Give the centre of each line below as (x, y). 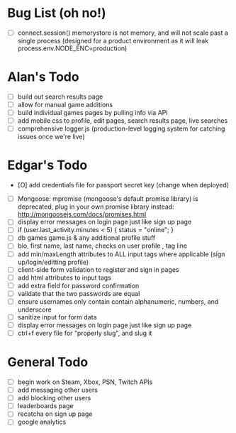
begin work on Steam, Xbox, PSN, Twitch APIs (85, 382)
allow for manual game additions (65, 105)
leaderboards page (45, 406)
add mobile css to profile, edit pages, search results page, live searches (123, 121)
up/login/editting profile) (53, 262)
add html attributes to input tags (64, 278)
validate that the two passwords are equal (79, 293)
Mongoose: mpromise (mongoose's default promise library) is (108, 199)
